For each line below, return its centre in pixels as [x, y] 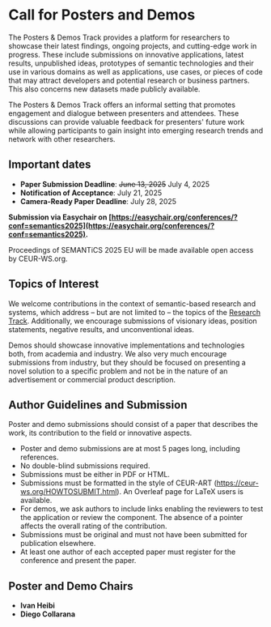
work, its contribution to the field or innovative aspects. [100, 433]
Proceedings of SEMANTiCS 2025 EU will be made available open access [131, 250]
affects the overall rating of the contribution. [93, 526]
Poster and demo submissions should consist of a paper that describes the [133, 424]
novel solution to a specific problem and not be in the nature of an [118, 371]
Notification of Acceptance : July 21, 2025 [91, 193]
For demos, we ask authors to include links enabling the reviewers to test [142, 509]
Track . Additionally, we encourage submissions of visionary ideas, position [133, 321]
